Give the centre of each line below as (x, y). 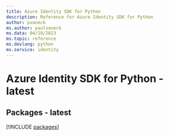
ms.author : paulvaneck (34, 28)
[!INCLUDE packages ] (33, 127)
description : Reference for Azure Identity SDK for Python (80, 17)
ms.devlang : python (30, 45)
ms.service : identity (33, 50)
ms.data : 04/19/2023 (31, 33)
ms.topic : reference (31, 39)
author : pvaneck (26, 22)
